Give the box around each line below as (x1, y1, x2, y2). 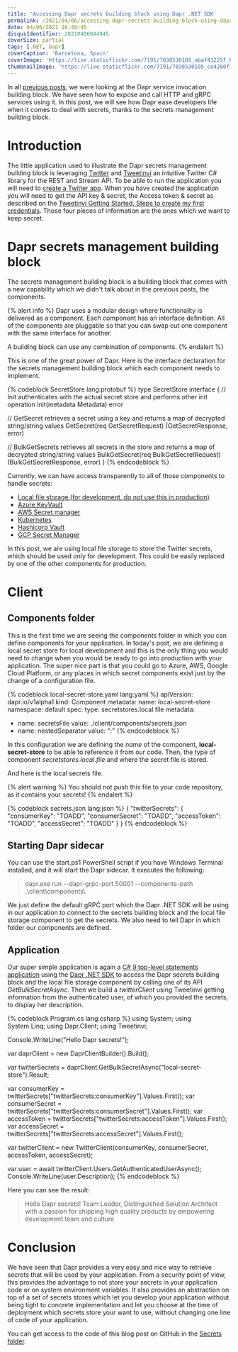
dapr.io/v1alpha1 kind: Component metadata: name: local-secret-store (7, 697, 211, 706)
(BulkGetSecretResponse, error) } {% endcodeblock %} (7, 458, 170, 466)
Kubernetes (17, 515, 52, 523)
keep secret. (7, 214, 44, 222)
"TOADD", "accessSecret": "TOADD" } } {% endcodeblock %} (7, 819, 188, 827)
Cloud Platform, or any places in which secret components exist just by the (7, 668, 226, 677)
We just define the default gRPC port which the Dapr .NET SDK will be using (7, 901, 229, 909)
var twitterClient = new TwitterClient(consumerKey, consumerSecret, (7, 1143, 209, 1152)
